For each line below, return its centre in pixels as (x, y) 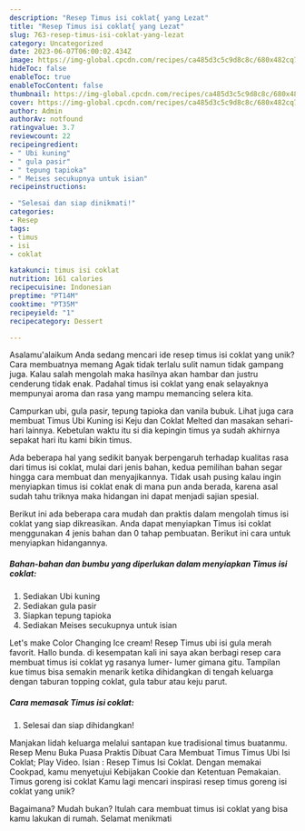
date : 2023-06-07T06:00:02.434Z (70, 52)
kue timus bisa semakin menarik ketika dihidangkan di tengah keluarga (142, 672)
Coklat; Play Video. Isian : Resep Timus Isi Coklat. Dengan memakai (135, 762)
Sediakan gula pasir (59, 606)
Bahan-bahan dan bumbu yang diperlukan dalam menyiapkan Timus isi (148, 564)
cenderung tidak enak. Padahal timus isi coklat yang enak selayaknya (139, 384)
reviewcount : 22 (40, 136)
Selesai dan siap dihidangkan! (78, 726)
